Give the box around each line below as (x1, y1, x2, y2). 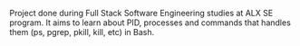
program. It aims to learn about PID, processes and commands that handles (9, 17, 292, 28)
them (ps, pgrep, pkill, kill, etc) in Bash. (9, 27, 155, 37)
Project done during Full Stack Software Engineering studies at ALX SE (9, 8, 274, 18)
